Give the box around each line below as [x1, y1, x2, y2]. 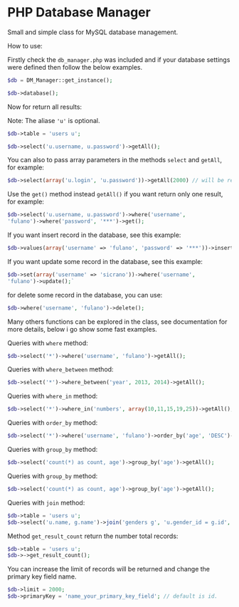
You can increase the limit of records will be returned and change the [7, 565, 211, 574]
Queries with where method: [7, 339, 89, 347]
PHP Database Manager [7, 4, 151, 21]
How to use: [7, 41, 43, 50]
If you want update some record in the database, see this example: [7, 257, 203, 265]
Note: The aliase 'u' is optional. [7, 116, 100, 125]
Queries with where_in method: [7, 392, 98, 401]
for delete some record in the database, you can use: [7, 290, 163, 299]
